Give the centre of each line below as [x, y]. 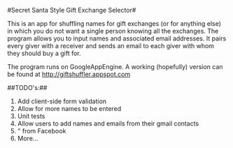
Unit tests [31, 116]
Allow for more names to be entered [69, 109]
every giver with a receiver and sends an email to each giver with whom [111, 46]
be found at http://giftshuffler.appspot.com [69, 74]
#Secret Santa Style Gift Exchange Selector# [72, 10]
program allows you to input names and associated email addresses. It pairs [117, 38]
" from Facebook [42, 131]
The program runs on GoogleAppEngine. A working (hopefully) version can [115, 67]
